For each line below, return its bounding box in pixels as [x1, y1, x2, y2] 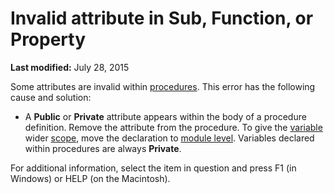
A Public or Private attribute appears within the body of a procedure [24, 110, 307, 122]
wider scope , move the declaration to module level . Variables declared [24, 132, 315, 144]
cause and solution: [10, 91, 92, 103]
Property [10, 28, 87, 51]
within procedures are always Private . [24, 142, 182, 154]
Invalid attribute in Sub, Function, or [10, 7, 314, 30]
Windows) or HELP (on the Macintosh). [10, 172, 171, 184]
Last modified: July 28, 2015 [10, 61, 130, 73]
